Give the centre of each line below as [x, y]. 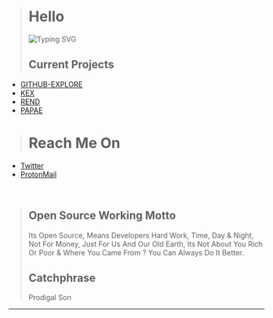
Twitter [32, 165]
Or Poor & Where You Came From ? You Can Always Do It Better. [136, 252]
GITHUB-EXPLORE [52, 84]
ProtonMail [38, 174]
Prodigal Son [50, 298]
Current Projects [71, 65]
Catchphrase [62, 278]
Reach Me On [74, 143]
